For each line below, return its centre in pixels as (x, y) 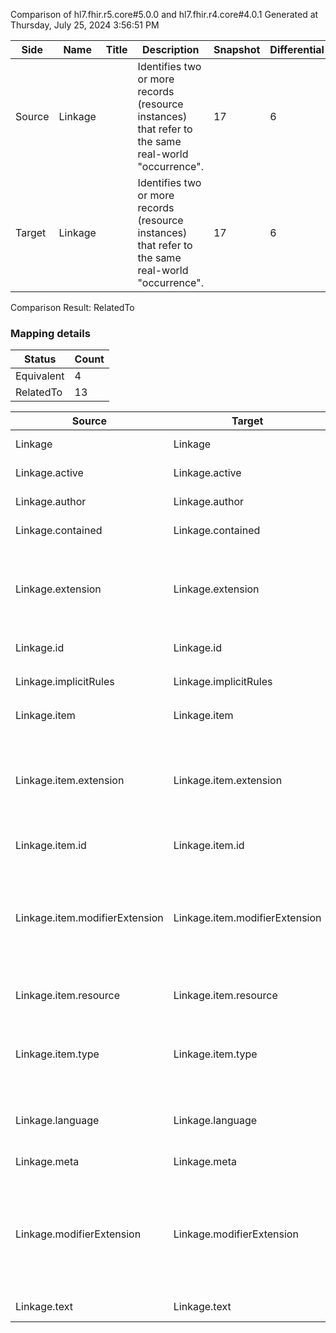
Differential (297, 49)
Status (40, 359)
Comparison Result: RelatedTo (72, 307)
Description (171, 49)
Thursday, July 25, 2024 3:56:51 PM (85, 25)
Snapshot (237, 49)
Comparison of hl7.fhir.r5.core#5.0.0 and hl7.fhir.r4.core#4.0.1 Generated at (164, 14)
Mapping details (50, 333)
